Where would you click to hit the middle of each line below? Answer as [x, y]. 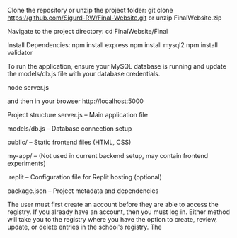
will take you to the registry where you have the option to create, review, [112, 219]
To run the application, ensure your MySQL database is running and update [117, 66]
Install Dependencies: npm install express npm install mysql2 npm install [112, 45]
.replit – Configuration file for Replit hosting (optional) [85, 177]
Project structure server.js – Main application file [78, 115]
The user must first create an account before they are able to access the [113, 204]
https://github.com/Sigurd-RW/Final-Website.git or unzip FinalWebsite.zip [115, 18]
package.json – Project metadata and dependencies [83, 191]
